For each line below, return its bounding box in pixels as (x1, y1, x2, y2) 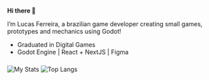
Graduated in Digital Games (17, 41, 96, 48)
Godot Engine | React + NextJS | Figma (17, 48, 129, 56)
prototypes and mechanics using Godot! (7, 28, 122, 35)
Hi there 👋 (7, 7, 36, 14)
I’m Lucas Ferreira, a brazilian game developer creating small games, (7, 20, 203, 28)
